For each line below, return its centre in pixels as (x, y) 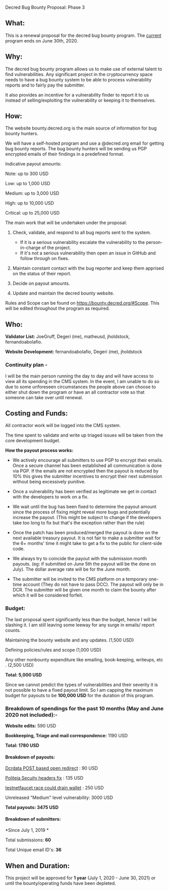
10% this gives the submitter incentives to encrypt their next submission (87, 476)
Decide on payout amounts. (41, 283)
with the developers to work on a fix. (50, 497)
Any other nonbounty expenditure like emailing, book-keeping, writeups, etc (84, 659)
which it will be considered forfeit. (48, 595)
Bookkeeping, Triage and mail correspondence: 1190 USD (67, 735)
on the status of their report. (42, 274)
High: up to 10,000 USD (30, 203)
